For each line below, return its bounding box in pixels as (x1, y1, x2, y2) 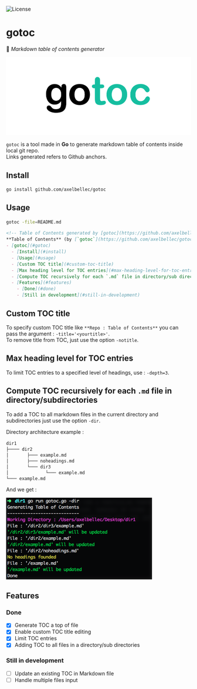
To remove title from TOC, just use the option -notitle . (6, 336, 139, 343)
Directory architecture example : (6, 428, 84, 435)
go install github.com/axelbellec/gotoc (6, 186, 107, 192)
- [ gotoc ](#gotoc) (6, 243, 51, 249)
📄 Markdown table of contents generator (6, 45, 105, 52)
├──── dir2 (6, 446, 33, 452)
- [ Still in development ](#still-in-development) (16, 292, 141, 298)
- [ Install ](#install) (11, 249, 67, 255)
